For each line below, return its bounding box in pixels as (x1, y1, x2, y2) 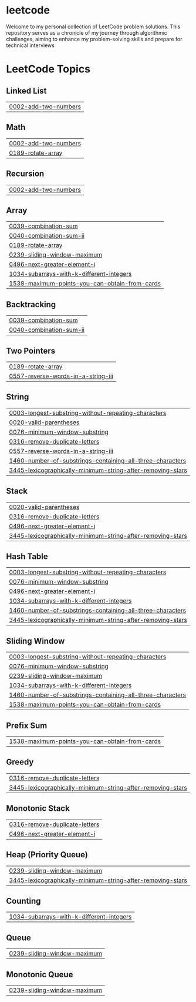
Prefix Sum (6, 720, 48, 730)
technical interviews (6, 42, 55, 49)
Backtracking (6, 299, 56, 309)
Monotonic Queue (6, 969, 73, 980)
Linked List (6, 86, 47, 96)
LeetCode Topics (6, 62, 91, 76)
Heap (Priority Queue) (6, 850, 88, 860)
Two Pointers (6, 345, 56, 356)
